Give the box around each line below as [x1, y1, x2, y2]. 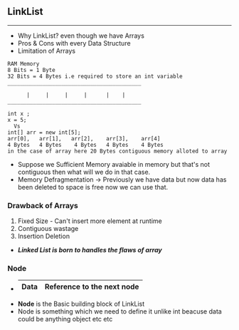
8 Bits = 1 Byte [7, 66, 55, 73]
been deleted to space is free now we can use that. [17, 182, 169, 191]
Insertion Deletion [17, 232, 70, 241]
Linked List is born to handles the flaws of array [17, 246, 162, 254]
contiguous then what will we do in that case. [17, 167, 151, 176]
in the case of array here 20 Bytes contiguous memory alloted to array [7, 148, 228, 155]
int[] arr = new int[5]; [7, 128, 81, 136]
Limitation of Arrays [17, 46, 76, 55]
